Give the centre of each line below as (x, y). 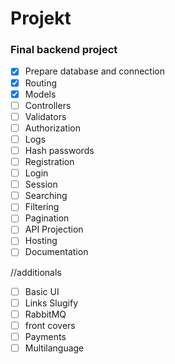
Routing (41, 83)
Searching (46, 196)
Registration (49, 161)
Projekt (41, 18)
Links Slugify (51, 303)
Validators (45, 116)
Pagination (47, 218)
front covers (50, 325)
